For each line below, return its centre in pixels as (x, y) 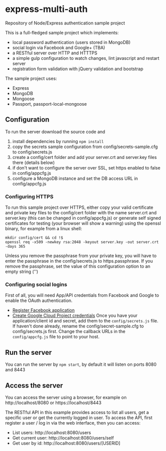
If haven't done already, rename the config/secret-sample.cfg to (78, 326)
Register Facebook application (43, 310)
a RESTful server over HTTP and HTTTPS (55, 53)
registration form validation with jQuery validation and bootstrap (78, 69)
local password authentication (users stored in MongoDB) (71, 42)
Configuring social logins (36, 284)
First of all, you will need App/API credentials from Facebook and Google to (82, 296)
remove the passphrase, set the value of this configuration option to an (78, 266)
